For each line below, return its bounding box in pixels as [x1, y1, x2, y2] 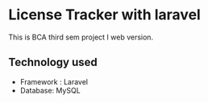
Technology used [8, 56, 98, 69]
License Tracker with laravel [8, 6, 202, 24]
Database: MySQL [19, 85, 81, 95]
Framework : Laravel [19, 76, 89, 86]
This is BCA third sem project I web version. [8, 32, 154, 42]
